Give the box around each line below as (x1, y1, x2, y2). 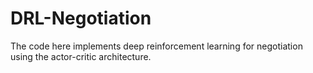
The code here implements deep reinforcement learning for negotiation (10, 40, 303, 52)
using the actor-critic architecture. (10, 50, 152, 62)
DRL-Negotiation (10, 7, 152, 30)
